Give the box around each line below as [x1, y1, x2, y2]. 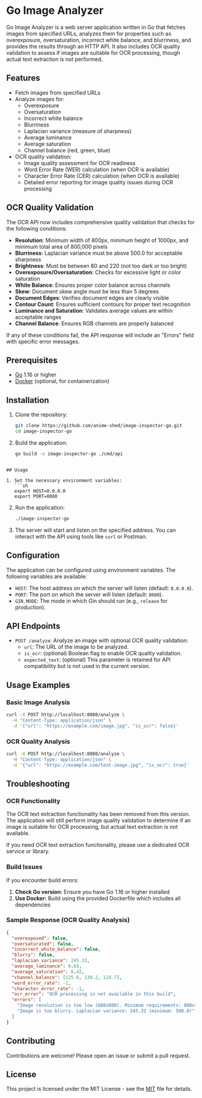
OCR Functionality [6, 796, 61, 805]
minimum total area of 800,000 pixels [14, 243, 108, 250]
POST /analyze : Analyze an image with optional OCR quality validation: [14, 637, 188, 644]
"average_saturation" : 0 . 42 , [11, 969, 85, 975]
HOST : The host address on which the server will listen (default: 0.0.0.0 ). [14, 584, 194, 591]
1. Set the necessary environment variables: [6, 477, 122, 484]
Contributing [6, 1036, 55, 1046]
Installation [6, 395, 49, 405]
